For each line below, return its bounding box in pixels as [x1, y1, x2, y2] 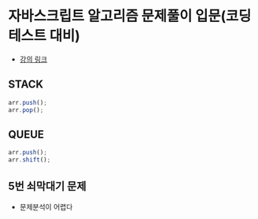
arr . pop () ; [8, 106, 44, 114]
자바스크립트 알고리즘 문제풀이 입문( [8, 7, 227, 25]
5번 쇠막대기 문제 [8, 180, 87, 193]
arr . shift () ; [8, 156, 51, 164]
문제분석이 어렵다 [19, 202, 73, 211]
